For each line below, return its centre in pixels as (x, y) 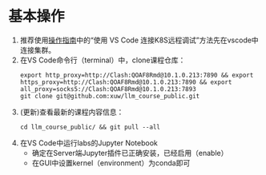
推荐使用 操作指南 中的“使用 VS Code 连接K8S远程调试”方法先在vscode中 (139, 40)
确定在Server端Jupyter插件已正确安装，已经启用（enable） (130, 153)
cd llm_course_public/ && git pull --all (90, 127)
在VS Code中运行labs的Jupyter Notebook (89, 143)
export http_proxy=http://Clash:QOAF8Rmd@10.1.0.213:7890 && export (137, 75)
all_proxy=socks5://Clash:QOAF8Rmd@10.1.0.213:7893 (108, 89)
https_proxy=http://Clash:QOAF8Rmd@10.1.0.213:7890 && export (126, 82)
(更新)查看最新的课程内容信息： (72, 112)
